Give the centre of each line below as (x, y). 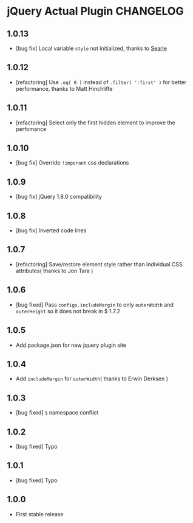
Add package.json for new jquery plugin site (71, 345)
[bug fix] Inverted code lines (51, 230)
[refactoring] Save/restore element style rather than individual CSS (99, 264)
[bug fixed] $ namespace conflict (57, 413)
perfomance (31, 129)
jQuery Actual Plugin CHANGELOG (95, 11)
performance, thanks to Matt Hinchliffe (64, 88)
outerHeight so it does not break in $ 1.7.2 (68, 311)
